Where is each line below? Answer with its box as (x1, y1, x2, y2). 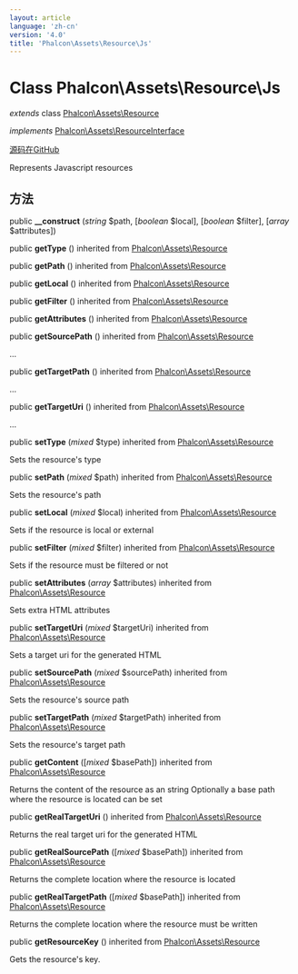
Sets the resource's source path (9, 694, 130, 705)
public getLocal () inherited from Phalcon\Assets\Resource (9, 278, 230, 289)
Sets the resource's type (9, 454, 102, 464)
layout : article (9, 13, 71, 23)
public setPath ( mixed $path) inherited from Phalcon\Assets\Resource (9, 472, 273, 482)
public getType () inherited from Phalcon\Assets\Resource (9, 243, 228, 253)
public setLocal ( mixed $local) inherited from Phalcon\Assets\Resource (9, 507, 277, 518)
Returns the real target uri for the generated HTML (9, 829, 198, 840)
